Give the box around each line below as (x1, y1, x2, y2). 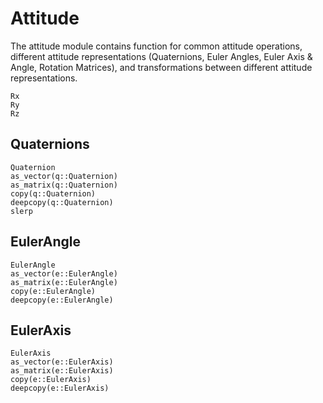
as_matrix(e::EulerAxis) (10, 366, 114, 376)
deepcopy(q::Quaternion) (10, 197, 114, 207)
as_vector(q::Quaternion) (10, 171, 118, 181)
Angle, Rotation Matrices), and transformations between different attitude (10, 61, 313, 73)
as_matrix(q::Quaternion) (10, 180, 118, 190)
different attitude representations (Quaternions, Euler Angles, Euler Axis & (10, 50, 313, 62)
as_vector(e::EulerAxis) (10, 357, 114, 367)
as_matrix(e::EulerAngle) (10, 277, 118, 287)
